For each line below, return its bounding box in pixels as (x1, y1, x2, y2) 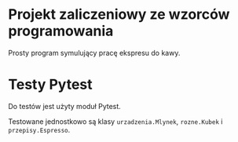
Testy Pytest (8, 76, 93, 93)
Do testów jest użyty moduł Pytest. (8, 101, 122, 111)
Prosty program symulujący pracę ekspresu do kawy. (8, 48, 181, 57)
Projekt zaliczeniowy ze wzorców (8, 5, 230, 24)
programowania (8, 22, 114, 40)
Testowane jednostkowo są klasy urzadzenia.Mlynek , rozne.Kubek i (8, 116, 223, 126)
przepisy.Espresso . (8, 125, 71, 134)
